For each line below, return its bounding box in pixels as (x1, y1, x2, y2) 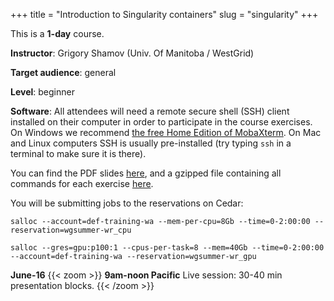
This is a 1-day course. (10, 28, 105, 39)
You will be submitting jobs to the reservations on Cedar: (10, 197, 244, 209)
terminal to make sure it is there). (10, 148, 147, 159)
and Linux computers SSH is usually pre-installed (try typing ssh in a (10, 137, 292, 149)
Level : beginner (10, 86, 75, 98)
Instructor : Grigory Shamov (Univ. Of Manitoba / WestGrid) (10, 47, 255, 59)
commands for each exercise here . (10, 178, 154, 189)
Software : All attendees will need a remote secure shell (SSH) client (10, 105, 290, 117)
